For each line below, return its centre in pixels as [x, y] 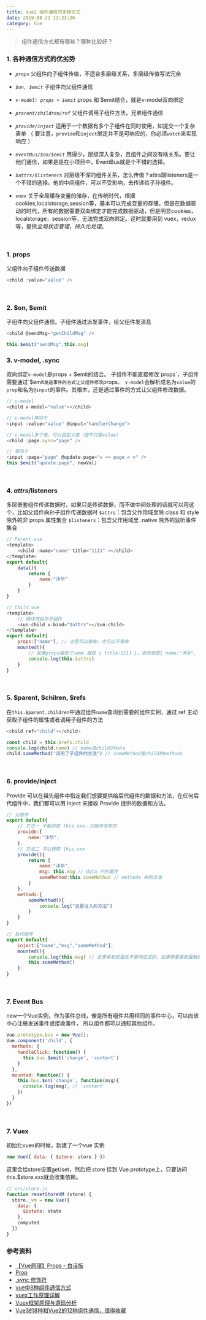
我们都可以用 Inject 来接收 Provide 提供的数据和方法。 [101, 803]
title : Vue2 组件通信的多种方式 [44, 12]
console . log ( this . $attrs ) [62, 659]
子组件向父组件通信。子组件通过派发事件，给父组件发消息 [79, 322]
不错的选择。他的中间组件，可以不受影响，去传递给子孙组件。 [98, 182]
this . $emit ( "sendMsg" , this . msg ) [48, 345]
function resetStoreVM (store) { [49, 1194]
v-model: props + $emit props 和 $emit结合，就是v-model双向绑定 [99, 99]
